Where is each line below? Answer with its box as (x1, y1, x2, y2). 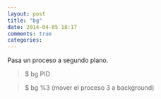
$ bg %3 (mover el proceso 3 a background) (24, 83, 155, 92)
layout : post (7, 10, 46, 18)
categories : (7, 37, 42, 44)
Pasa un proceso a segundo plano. (7, 56, 109, 64)
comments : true (7, 30, 52, 37)
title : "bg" (7, 17, 42, 24)
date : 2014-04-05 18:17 (7, 23, 78, 30)
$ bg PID (24, 70, 51, 78)
